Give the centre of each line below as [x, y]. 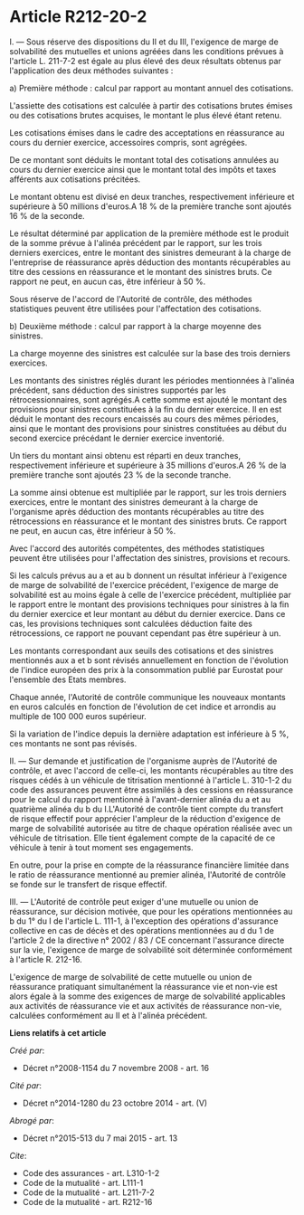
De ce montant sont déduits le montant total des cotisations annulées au [144, 159]
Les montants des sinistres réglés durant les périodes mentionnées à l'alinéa [152, 380]
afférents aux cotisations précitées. [75, 179]
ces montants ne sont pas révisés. [73, 743]
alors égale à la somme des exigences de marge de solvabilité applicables [147, 996]
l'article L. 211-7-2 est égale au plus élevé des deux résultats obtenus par [146, 61]
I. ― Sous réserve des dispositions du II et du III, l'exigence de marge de [144, 42]
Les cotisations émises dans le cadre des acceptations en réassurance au [147, 132]
